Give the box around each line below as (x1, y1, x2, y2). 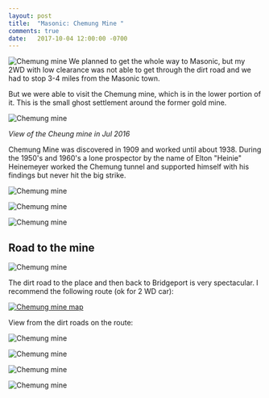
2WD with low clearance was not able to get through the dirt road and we (8, 65, 252, 75)
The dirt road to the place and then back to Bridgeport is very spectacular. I (8, 278, 259, 287)
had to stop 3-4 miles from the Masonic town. (8, 73, 160, 83)
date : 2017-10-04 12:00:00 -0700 (8, 34, 128, 43)
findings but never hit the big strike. (8, 170, 126, 180)
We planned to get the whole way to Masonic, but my (68, 57, 246, 66)
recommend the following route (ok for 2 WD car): (8, 287, 175, 296)
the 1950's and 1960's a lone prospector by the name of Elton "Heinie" (8, 153, 242, 163)
